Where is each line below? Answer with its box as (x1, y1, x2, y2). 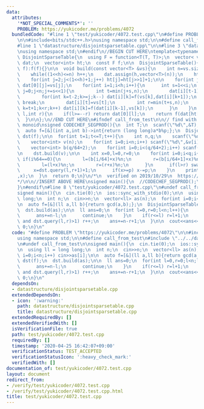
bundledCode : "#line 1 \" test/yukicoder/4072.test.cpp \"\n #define (12, 32, 183, 38)
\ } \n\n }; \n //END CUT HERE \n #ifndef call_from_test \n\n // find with (17, 116, 197, 122)
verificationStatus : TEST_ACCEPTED (12, 348, 102, 355)
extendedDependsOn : (12, 292, 61, 298)
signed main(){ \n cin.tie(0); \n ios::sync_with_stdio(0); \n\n (17, 190, 183, 196)
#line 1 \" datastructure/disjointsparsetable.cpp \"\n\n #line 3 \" (17, 43, 189, 49)
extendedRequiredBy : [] (12, 315, 72, 321)
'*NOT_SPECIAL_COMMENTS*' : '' (17, 20, 94, 26)
